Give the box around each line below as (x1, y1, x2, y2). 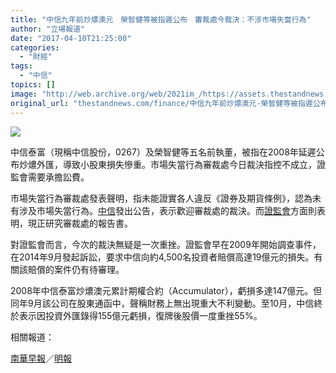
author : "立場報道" (10, 24, 86, 34)
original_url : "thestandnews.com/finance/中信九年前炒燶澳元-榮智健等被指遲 (10, 98, 313, 108)
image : (10, 89, 38, 99)
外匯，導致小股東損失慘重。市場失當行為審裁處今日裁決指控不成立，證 (36, 158, 326, 170)
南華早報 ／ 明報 (10, 352, 72, 364)
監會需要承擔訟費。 (10, 171, 90, 183)
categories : (10, 42, 60, 53)
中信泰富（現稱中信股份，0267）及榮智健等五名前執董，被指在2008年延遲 (10, 146, 317, 158)
